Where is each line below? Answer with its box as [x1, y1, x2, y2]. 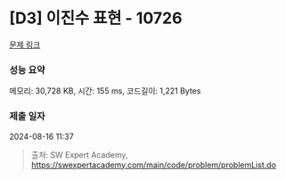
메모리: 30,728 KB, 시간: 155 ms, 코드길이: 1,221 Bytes [9, 85, 201, 96]
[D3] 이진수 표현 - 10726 [9, 8, 183, 28]
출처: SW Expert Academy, [30, 149, 128, 160]
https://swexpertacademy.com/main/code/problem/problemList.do [30, 159, 277, 170]
